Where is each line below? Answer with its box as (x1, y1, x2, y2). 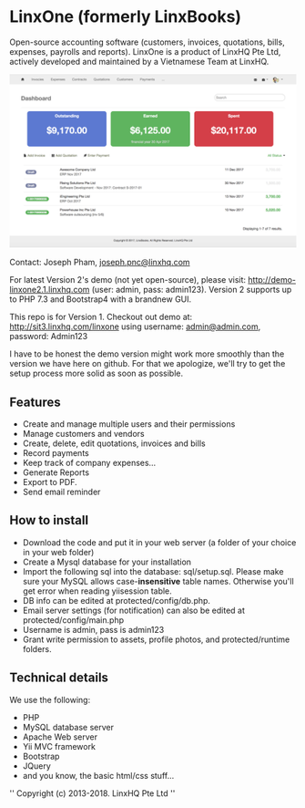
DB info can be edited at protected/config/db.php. (22, 595, 211, 606)
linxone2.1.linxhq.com (9, 285, 90, 295)
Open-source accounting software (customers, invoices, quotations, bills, (9, 36, 285, 47)
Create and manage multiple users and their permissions (22, 418, 236, 430)
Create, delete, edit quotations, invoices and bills (22, 438, 207, 449)
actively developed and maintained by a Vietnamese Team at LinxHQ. (9, 56, 269, 67)
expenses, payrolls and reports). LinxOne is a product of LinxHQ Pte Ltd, (9, 46, 281, 57)
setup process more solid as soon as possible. (9, 368, 184, 379)
